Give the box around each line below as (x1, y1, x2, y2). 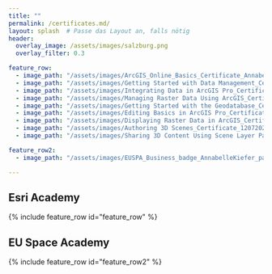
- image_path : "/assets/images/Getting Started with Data (15, 78, 216, 87)
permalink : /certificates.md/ (8, 19, 111, 27)
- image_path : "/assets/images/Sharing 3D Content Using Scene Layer (15, 132, 255, 140)
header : (8, 34, 35, 43)
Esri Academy (8, 191, 80, 204)
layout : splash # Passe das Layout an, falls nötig (8, 27, 190, 35)
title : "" (8, 11, 42, 20)
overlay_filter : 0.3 (15, 49, 85, 57)
